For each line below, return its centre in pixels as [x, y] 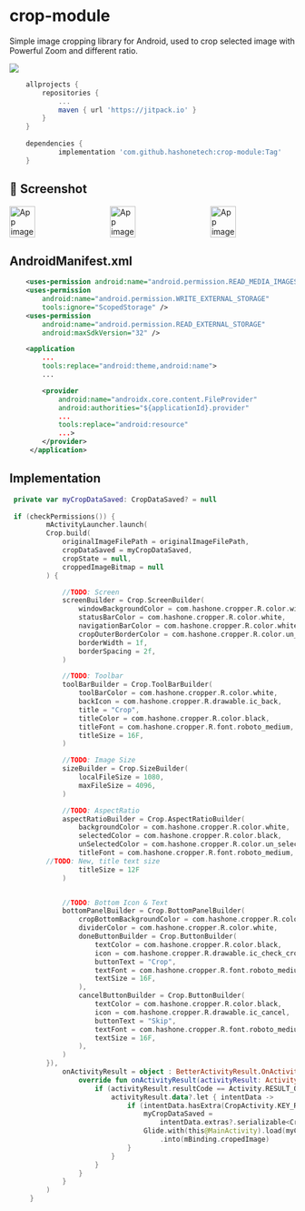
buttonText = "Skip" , [136, 1021]
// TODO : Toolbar [93, 676]
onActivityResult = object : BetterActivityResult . [162, 1072]
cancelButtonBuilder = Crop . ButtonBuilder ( [162, 996]
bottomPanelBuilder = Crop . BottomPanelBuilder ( [154, 911]
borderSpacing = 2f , [117, 651]
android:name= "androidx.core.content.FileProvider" [157, 399]
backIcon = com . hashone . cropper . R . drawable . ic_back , [180, 701]
